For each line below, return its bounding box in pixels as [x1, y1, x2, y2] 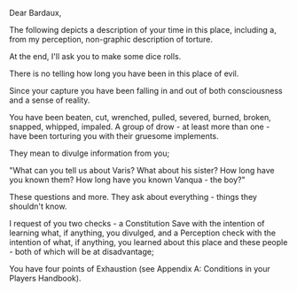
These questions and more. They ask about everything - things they [9, 192, 257, 202]
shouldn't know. [9, 201, 67, 211]
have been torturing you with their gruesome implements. [9, 131, 219, 141]
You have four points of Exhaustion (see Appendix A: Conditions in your [9, 264, 270, 273]
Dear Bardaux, [9, 8, 62, 18]
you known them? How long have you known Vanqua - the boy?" [9, 174, 246, 185]
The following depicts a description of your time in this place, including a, [9, 25, 277, 35]
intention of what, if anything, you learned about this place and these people [9, 237, 288, 247]
